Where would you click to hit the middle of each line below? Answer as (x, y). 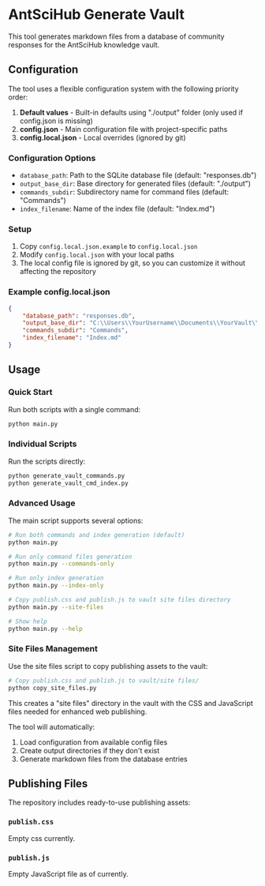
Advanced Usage (42, 503)
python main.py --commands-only (61, 564)
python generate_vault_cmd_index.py (68, 483)
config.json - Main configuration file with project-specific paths (123, 129)
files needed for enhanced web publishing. (78, 711)
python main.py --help (45, 629)
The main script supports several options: (76, 520)
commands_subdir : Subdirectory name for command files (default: (124, 192)
